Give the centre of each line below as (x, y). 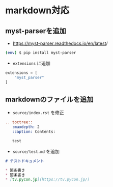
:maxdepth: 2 (26, 127)
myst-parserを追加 (36, 31)
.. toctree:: (19, 122)
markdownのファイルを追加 (49, 99)
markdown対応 (37, 10)
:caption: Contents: (34, 132)
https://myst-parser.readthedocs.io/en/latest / (60, 43)
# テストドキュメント (25, 161)
